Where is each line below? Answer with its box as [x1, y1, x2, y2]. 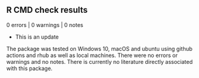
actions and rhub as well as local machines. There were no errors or [6, 52, 178, 59]
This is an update [15, 33, 59, 41]
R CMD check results [6, 5, 88, 15]
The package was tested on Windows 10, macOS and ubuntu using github [6, 45, 193, 52]
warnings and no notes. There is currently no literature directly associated [6, 58, 193, 65]
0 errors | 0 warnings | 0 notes [6, 21, 84, 28]
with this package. [6, 64, 53, 72]
